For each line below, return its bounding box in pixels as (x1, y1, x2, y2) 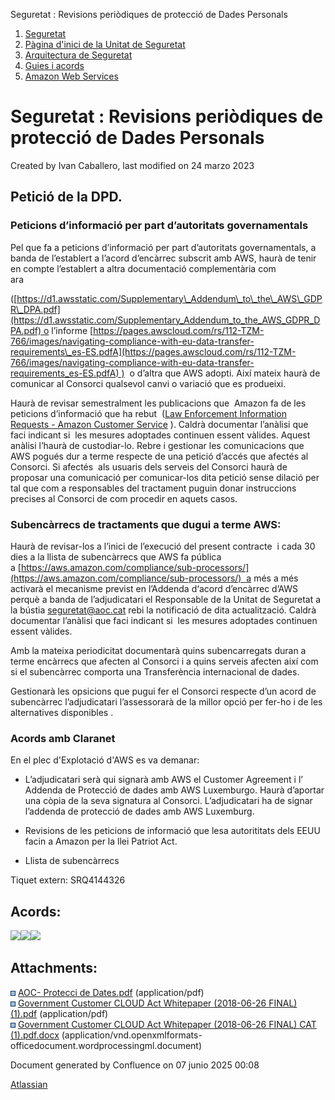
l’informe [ (51, 324, 94, 336)
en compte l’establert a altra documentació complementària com (10, 262, 277, 274)
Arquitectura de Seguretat (24, 49, 133, 61)
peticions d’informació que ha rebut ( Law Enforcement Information (10, 407, 288, 419)
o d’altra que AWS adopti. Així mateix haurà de (129, 367, 321, 379)
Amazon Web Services (24, 70, 119, 82)
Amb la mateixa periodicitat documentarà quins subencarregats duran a (10, 644, 307, 656)
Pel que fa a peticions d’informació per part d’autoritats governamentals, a (10, 241, 317, 253)
